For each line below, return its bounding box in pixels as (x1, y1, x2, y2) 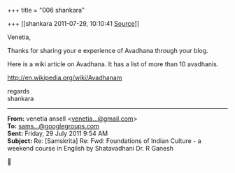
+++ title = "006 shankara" (7, 6, 85, 14)
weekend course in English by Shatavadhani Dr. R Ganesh (7, 144, 173, 152)
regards (7, 87, 30, 95)
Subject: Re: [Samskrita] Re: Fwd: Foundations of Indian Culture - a (7, 137, 201, 145)
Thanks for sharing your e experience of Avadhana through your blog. (7, 47, 208, 54)
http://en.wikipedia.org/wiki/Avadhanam (7, 73, 122, 82)
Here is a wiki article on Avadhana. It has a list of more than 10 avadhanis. (7, 60, 219, 68)
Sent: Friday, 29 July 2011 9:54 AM (7, 129, 108, 137)
